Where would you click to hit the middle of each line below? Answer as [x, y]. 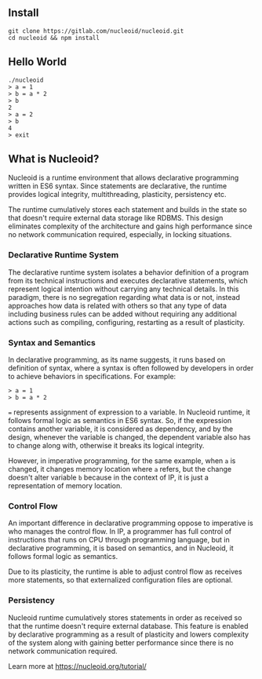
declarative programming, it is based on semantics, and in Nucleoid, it [121, 548]
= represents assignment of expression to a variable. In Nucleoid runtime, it [129, 412]
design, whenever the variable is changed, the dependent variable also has [129, 437]
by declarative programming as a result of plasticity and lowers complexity [129, 634]
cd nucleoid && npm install [54, 38]
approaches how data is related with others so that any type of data [118, 305]
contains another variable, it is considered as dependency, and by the [121, 429]
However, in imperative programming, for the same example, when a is [122, 461]
